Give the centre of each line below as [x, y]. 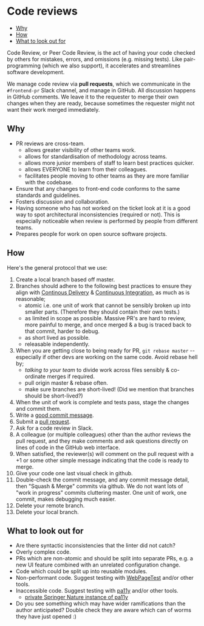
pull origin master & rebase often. [66, 383]
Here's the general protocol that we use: [57, 267]
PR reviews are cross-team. [50, 143]
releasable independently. [57, 344]
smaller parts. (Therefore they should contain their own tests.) [102, 312]
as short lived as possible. [57, 337]
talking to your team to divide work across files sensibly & [97, 370]
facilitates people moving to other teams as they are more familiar [107, 176]
